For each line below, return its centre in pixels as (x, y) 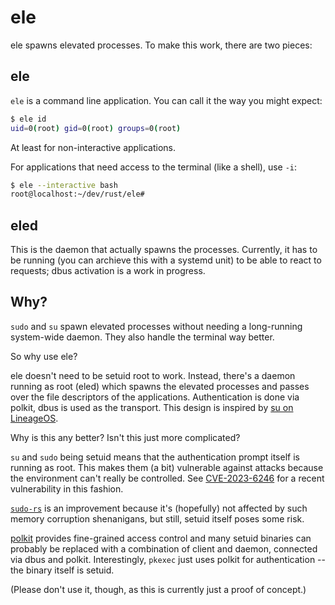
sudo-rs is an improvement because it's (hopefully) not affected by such (159, 508)
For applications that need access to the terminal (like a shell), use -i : (154, 167)
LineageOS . (34, 418)
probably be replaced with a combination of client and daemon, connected (164, 548)
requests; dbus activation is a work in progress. (108, 271)
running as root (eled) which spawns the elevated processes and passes (160, 386)
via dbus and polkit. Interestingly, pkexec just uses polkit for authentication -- (168, 559)
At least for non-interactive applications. (93, 147)
